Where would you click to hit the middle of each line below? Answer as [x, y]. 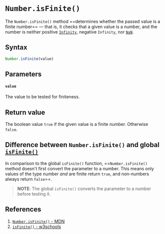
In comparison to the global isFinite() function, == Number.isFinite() [76, 163]
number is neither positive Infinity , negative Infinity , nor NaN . [69, 32]
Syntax [16, 48]
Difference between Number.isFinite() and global [82, 145]
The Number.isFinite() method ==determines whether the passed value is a [83, 21]
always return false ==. [29, 179]
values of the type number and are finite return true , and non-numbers [77, 174]
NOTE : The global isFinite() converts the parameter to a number [84, 189]
